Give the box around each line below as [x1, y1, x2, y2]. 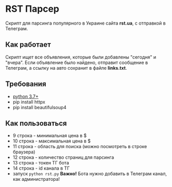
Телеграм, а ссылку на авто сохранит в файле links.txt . [5, 65, 127, 71]
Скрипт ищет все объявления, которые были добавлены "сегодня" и [5, 54, 157, 60]
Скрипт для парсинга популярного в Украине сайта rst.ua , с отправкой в [5, 20, 166, 26]
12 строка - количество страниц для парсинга [12, 154, 114, 160]
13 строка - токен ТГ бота [12, 160, 69, 166]
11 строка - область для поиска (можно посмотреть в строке [12, 143, 147, 150]
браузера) [12, 149, 35, 155]
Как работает [5, 40, 51, 49]
